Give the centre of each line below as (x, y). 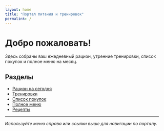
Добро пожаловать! (48, 43)
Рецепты (21, 109)
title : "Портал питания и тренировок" (44, 14)
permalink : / (18, 19)
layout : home (18, 10)
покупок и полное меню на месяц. (41, 62)
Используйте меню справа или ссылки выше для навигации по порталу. (81, 124)
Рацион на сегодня (32, 89)
